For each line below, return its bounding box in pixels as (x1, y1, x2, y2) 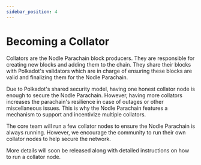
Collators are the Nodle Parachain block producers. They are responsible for (6, 55, 195, 62)
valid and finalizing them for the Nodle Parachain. (6, 73, 128, 81)
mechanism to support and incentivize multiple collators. (6, 110, 146, 118)
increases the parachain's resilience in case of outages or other (6, 98, 164, 105)
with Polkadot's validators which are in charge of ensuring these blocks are (6, 67, 193, 74)
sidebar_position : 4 (6, 8, 58, 15)
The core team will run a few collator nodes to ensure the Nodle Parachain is (6, 122, 196, 130)
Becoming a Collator (6, 34, 110, 48)
